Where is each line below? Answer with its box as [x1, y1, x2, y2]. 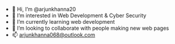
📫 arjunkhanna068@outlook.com [11, 32, 96, 38]
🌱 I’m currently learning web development [11, 18, 115, 25]
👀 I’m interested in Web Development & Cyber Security [11, 12, 146, 19]
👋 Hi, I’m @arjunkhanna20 [11, 6, 76, 12]
